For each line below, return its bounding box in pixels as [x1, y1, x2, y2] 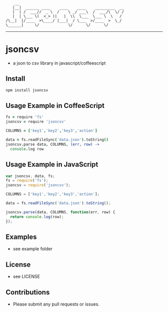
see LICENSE [12, 274, 40, 280]
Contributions [5, 288, 50, 297]
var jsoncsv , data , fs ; [5, 173, 55, 179]
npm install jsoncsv [5, 88, 49, 93]
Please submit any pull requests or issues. [12, 301, 100, 307]
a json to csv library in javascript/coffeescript [12, 60, 106, 66]
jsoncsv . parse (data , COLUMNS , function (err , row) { [5, 209, 115, 214]
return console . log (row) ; [10, 214, 64, 219]
